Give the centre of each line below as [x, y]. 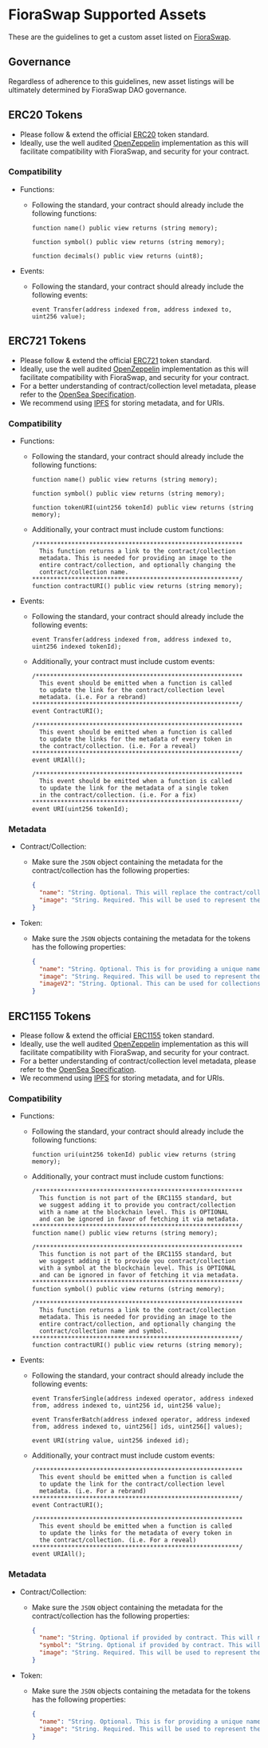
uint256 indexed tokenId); [77, 646]
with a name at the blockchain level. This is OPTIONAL [134, 1212]
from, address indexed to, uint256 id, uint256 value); [126, 1406]
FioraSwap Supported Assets [107, 15]
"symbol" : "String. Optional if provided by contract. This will [150, 1646]
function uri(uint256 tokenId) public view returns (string [134, 1155]
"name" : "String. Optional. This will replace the [125, 893]
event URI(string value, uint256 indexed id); [110, 1441]
